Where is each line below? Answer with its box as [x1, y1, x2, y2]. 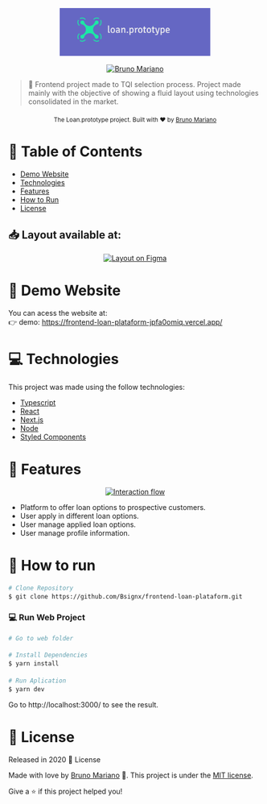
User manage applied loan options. [19, 520, 137, 529]
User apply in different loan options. [19, 511, 139, 520]
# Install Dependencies [8, 651, 88, 660]
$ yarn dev [8, 685, 45, 693]
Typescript [19, 397, 56, 407]
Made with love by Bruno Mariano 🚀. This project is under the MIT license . [8, 770, 253, 780]
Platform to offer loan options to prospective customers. [19, 502, 207, 512]
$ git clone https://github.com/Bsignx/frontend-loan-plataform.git [8, 592, 243, 600]
